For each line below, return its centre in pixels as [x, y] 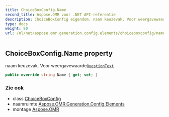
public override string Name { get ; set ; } [52, 75]
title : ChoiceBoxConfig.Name [36, 10]
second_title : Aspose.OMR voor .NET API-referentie [60, 15]
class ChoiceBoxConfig [37, 98]
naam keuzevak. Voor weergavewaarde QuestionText [60, 65]
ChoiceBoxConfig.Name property [59, 53]
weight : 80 [17, 29]
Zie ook [15, 87]
